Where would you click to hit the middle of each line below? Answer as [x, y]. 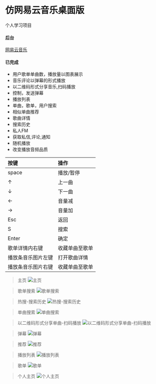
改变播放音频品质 [30, 150]
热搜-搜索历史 [32, 302]
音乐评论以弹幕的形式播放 [39, 80]
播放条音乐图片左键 [31, 258]
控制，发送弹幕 [28, 93]
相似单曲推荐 [26, 112]
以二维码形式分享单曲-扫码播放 [49, 323]
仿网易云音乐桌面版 [45, 10]
